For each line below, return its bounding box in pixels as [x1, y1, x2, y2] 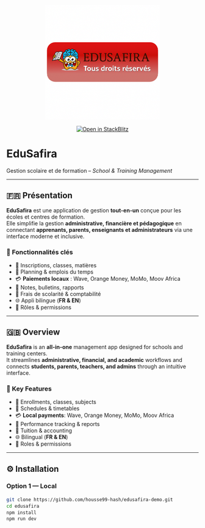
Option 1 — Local [6, 482, 57, 490]
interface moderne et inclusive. [6, 233, 85, 240]
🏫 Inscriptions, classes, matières [15, 262, 97, 269]
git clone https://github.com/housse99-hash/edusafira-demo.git [6, 496, 173, 502]
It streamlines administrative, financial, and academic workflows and [6, 356, 183, 363]
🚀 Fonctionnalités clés [6, 248, 73, 256]
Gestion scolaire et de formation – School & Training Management [6, 167, 173, 174]
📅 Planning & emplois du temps [15, 268, 93, 276]
